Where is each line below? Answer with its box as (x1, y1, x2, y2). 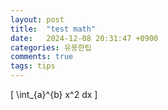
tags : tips (10, 61, 56, 71)
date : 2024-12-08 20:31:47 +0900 (10, 33, 159, 43)
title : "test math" (10, 24, 97, 34)
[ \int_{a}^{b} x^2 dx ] (10, 89, 98, 100)
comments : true (10, 52, 74, 62)
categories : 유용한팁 (10, 42, 92, 53)
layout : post (10, 14, 65, 25)
